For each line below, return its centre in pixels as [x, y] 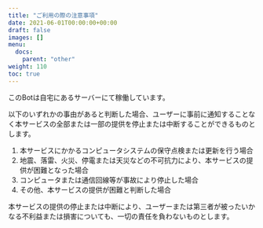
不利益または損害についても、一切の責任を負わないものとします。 [128, 216]
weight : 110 [27, 67]
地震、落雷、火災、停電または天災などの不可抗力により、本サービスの [133, 160]
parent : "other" [49, 60]
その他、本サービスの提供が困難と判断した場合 [95, 189]
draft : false [29, 30]
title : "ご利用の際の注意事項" [53, 15]
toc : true [24, 74]
